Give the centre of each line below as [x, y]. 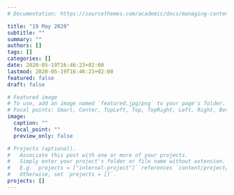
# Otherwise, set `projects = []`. [62, 175]
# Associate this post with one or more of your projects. [98, 155]
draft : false [26, 84]
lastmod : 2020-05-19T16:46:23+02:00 [60, 71]
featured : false [31, 78]
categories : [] [29, 59]
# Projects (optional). [42, 148]
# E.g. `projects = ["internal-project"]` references [90, 168]
